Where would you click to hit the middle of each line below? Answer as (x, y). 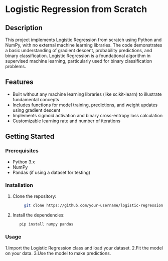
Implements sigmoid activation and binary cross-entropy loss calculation (88, 115)
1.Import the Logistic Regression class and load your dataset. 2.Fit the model (84, 248)
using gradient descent (36, 110)
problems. (16, 66)
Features (19, 82)
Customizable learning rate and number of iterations (66, 121)
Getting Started (30, 137)
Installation (19, 185)
